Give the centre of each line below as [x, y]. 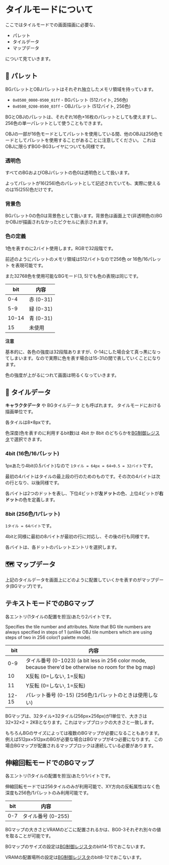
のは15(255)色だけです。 [30, 190]
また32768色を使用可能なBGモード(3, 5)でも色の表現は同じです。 [73, 276]
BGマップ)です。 [28, 586]
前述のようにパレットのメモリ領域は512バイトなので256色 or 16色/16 [77, 259]
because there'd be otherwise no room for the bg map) [91, 667]
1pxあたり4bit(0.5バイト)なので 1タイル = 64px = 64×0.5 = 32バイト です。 [80, 465]
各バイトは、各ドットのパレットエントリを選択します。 [62, 547]
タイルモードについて [49, 10]
